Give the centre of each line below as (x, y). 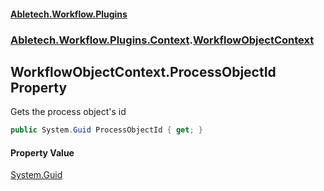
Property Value (42, 152)
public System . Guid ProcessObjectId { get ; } (106, 130)
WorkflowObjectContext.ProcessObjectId (143, 71)
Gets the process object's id (68, 112)
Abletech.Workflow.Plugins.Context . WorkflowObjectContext (162, 40)
